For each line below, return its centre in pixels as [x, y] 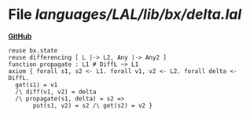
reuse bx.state [33, 50]
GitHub [20, 36]
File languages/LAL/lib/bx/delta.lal [125, 15]
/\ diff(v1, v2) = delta [56, 92]
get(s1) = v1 [37, 85]
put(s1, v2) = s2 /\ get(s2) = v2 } [93, 105]
